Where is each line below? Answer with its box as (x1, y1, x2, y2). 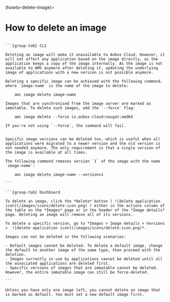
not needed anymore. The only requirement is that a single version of (5, 145, 160, 150)
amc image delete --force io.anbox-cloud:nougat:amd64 (14, 114, 133, 119)
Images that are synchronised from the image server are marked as (5, 101, 152, 106)
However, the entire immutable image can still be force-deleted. (5, 270, 149, 275)
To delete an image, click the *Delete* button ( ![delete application (5, 198, 160, 204)
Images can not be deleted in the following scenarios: (5, 234, 126, 239)
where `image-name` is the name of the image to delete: (5, 83, 129, 88)
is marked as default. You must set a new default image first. (5, 292, 145, 297)
